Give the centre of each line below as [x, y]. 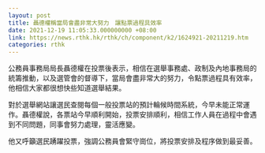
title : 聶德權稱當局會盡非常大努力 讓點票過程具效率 [85, 23]
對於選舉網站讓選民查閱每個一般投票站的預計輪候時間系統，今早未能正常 [125, 105]
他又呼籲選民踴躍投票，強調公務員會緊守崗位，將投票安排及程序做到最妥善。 [132, 141]
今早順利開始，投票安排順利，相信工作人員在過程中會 [163, 114]
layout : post [30, 15]
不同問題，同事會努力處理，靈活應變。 [77, 125]
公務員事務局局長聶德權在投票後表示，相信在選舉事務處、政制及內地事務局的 [132, 69]
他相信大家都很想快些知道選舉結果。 [67, 88]
